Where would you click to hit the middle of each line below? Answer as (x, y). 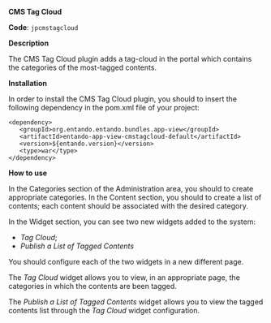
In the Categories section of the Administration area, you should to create (131, 189)
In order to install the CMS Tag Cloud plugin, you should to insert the (123, 99)
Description (29, 43)
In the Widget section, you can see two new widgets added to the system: (132, 222)
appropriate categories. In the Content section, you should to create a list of (135, 197)
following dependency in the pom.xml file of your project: (104, 108)
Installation (28, 83)
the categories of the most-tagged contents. (82, 67)
